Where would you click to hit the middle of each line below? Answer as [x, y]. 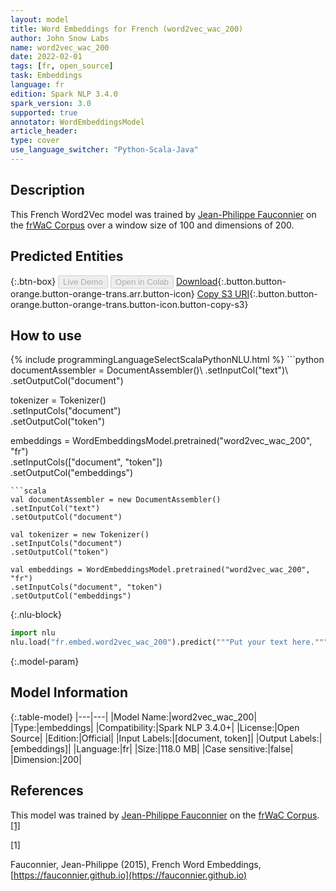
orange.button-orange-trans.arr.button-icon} [102, 293]
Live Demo [83, 281]
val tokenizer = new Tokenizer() [80, 535]
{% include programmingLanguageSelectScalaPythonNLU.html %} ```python [167, 360]
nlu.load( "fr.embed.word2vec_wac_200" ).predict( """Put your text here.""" [169, 642]
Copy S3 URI [223, 293]
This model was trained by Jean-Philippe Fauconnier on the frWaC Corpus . [165, 815]
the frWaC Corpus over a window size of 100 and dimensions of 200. [152, 225]
